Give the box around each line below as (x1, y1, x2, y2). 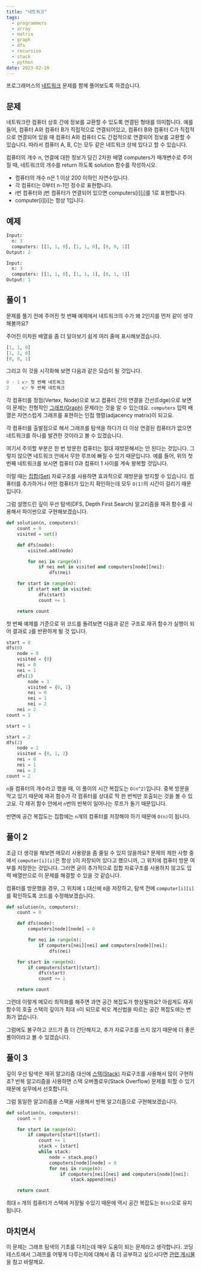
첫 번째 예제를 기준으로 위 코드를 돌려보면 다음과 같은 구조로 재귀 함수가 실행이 (6, 620, 189, 627)
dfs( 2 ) (6, 739, 23, 745)
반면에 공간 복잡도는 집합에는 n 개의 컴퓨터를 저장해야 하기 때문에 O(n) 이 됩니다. (6, 812, 191, 819)
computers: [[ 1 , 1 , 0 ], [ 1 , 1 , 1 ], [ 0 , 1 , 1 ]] (11, 272, 130, 278)
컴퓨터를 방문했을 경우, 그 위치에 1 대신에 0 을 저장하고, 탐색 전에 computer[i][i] (6, 884, 194, 892)
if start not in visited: (28, 586, 93, 592)
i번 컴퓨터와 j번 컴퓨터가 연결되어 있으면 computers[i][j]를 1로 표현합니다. (14, 189, 187, 196)
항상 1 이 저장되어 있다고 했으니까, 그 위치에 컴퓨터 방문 (61, 856, 189, 864)
